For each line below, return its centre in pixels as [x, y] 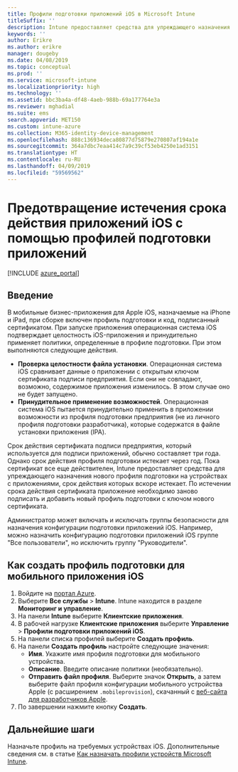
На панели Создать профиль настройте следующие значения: [113, 646]
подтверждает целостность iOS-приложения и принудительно [102, 335]
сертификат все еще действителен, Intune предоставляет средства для [116, 469]
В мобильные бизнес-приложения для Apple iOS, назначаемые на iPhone [119, 312]
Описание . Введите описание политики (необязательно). [116, 669]
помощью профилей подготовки [109, 238]
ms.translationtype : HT [43, 153]
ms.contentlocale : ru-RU [44, 160]
